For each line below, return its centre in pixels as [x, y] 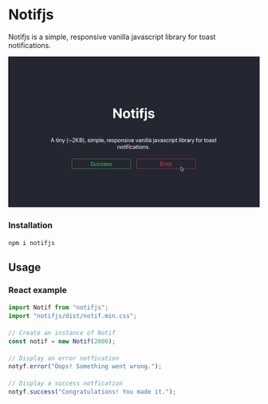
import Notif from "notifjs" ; [59, 308]
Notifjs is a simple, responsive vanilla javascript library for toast [112, 37]
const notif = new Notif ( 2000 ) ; [62, 341]
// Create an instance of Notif [62, 333]
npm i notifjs [32, 243]
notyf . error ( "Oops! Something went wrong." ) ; [85, 366]
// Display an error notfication [64, 358]
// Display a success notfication [66, 384]
